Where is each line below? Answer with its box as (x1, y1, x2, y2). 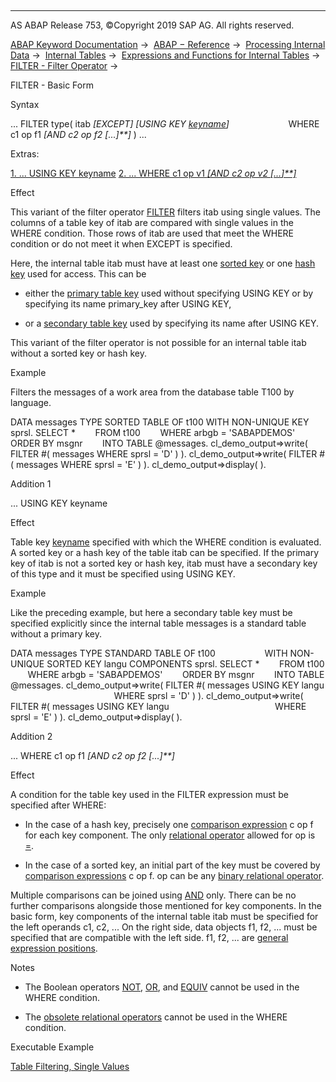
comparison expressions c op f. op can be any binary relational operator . (24, 870, 325, 881)
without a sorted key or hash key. (10, 347, 148, 359)
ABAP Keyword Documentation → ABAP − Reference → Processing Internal (10, 39, 326, 50)
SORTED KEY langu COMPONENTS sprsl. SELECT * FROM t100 (46, 658, 325, 670)
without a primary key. (10, 628, 103, 640)
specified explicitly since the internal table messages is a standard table (10, 617, 307, 629)
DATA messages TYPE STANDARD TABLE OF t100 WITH (10, 647, 288, 659)
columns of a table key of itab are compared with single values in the (10, 217, 294, 228)
